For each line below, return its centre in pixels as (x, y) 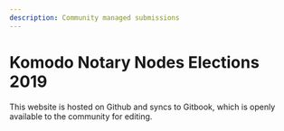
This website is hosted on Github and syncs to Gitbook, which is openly (142, 107)
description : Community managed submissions (95, 18)
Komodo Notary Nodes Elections (134, 62)
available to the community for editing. (81, 116)
